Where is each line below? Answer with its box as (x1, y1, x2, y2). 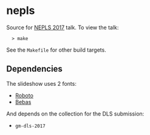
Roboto (15, 92, 33, 99)
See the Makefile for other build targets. (6, 46, 106, 54)
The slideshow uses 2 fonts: (6, 80, 77, 87)
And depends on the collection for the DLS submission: (6, 110, 145, 117)
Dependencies (6, 64, 63, 74)
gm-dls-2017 (15, 123, 46, 129)
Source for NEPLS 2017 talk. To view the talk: (6, 24, 119, 31)
